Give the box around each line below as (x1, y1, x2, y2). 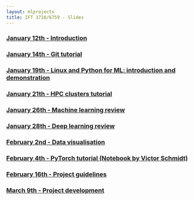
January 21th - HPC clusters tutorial (6, 90, 112, 98)
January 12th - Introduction (6, 34, 88, 43)
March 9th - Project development (6, 186, 104, 195)
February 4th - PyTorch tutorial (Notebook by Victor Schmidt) (6, 154, 188, 162)
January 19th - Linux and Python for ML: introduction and (6, 66, 176, 75)
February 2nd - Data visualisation (6, 138, 106, 146)
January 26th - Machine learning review (6, 106, 125, 114)
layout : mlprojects (6, 8, 55, 15)
